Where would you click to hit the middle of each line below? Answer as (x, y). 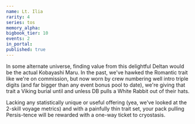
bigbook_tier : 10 (27, 33)
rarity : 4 (18, 17)
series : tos (20, 22)
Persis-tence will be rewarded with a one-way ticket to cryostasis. (86, 115)
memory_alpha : (23, 28)
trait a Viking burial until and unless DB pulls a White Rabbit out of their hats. (98, 91)
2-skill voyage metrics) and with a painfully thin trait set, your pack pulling (95, 108)
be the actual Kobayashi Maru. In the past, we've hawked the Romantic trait (97, 72)
